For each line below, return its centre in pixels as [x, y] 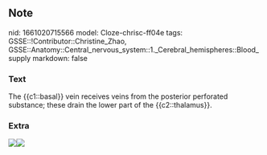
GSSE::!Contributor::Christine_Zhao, [68, 41]
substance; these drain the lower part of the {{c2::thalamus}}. [110, 105]
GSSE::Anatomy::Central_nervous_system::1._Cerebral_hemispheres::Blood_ [134, 49]
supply [20, 58]
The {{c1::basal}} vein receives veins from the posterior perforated [118, 96]
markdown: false [60, 58]
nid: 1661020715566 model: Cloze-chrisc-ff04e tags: [96, 32]
